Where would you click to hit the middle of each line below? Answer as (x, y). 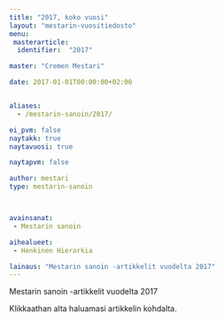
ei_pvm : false (35, 130)
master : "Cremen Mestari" (57, 66)
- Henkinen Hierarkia (53, 250)
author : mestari (39, 179)
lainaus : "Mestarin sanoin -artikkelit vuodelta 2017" (112, 266)
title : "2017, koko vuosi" (59, 17)
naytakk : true (35, 138)
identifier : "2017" (55, 50)
